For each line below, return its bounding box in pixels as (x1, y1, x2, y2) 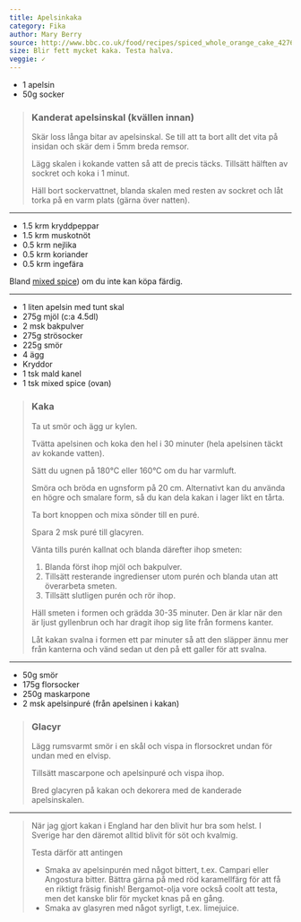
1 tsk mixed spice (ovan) (21, 378, 112, 389)
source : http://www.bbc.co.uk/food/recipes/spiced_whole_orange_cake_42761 (9, 38, 298, 47)
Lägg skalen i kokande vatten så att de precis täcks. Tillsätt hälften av (30, 159, 288, 169)
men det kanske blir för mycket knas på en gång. (44, 892, 226, 903)
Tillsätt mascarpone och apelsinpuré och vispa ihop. (30, 767, 225, 778)
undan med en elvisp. (30, 750, 112, 761)
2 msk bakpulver (21, 321, 85, 332)
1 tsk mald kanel (21, 368, 82, 379)
